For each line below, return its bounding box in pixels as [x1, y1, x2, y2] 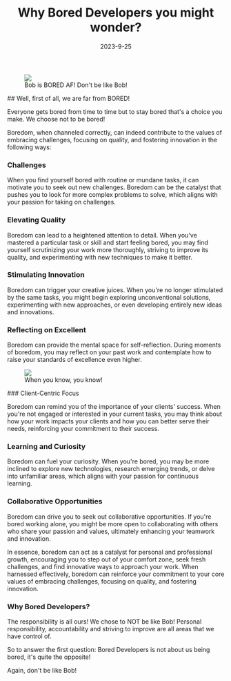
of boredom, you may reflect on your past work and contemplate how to [7, 348, 212, 356]
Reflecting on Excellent [7, 325, 86, 334]
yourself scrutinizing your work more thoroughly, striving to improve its [7, 245, 209, 253]
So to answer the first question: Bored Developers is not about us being [7, 646, 210, 654]
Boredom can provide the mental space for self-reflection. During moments [7, 340, 221, 349]
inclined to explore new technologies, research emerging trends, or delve [7, 465, 215, 473]
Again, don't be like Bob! [7, 666, 77, 675]
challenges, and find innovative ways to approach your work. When [7, 562, 199, 570]
